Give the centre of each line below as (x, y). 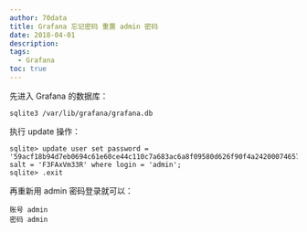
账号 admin (29, 210)
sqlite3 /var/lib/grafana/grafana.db (81, 113)
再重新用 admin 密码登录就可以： (72, 190)
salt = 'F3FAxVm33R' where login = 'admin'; (95, 164)
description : (34, 43)
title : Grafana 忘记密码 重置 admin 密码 (84, 26)
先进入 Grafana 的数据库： (59, 96)
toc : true (28, 69)
